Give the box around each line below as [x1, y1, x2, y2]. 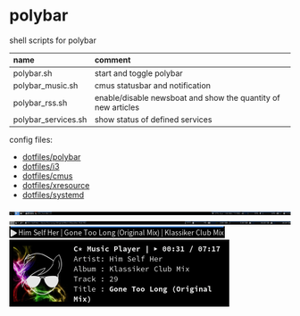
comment [94, 54, 131, 65]
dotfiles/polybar [21, 151, 81, 162]
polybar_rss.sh [12, 97, 68, 108]
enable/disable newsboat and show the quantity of [94, 93, 281, 104]
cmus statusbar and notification [94, 79, 212, 90]
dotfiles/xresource [21, 179, 90, 190]
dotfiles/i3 [21, 161, 60, 171]
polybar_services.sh [12, 114, 87, 125]
